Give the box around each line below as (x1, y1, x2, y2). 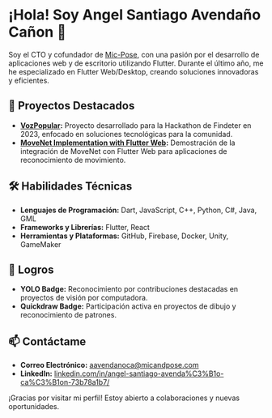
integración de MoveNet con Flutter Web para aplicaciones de (19, 146, 228, 156)
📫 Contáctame (8, 335, 87, 348)
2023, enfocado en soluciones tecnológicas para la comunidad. (19, 129, 233, 139)
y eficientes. (8, 75, 50, 85)
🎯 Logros (8, 262, 54, 276)
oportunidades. (8, 402, 59, 412)
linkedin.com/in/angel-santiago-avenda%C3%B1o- (53, 369, 224, 378)
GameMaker (19, 239, 62, 249)
